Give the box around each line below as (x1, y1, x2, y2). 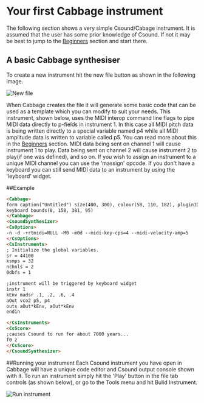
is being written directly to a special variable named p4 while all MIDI (6, 127, 178, 135)
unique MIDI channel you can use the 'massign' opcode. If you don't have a (6, 159, 195, 167)
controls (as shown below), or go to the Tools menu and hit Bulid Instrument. (6, 379, 198, 386)
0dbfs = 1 (6, 270, 32, 276)
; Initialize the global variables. (6, 247, 99, 253)
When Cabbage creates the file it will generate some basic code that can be (6, 101, 196, 108)
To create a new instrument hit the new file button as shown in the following (6, 71, 196, 79)
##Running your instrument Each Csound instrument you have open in (6, 359, 182, 366)
